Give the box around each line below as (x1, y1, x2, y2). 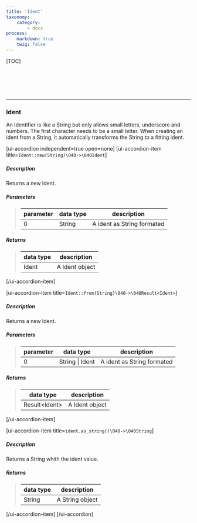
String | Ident (59, 358, 95, 366)
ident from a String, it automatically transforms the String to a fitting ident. (6, 134, 185, 141)
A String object (56, 495, 98, 504)
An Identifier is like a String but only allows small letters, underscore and (6, 121, 181, 128)
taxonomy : (6, 14, 30, 20)
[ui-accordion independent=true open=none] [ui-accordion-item (6, 145, 162, 152)
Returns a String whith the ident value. (6, 455, 98, 462)
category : (16, 19, 41, 25)
